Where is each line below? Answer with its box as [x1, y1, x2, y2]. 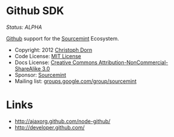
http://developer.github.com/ [14, 123, 85, 131]
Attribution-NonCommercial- [99, 59, 169, 66]
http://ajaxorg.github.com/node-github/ [14, 118, 111, 125]
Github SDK [6, 4, 64, 18]
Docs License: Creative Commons [14, 59, 98, 66]
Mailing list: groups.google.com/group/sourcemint [14, 78, 137, 85]
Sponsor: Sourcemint [14, 71, 67, 78]
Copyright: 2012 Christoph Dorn [14, 46, 93, 54]
